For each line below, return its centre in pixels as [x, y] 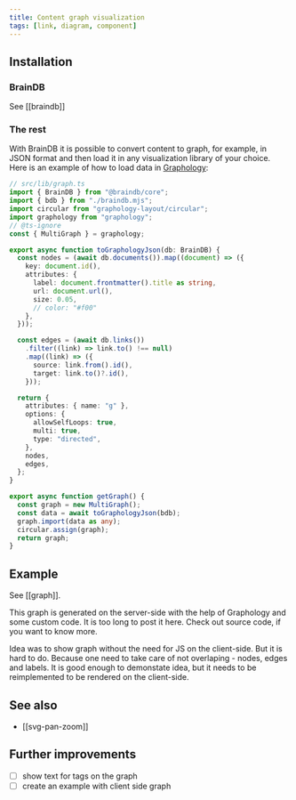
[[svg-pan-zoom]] [55, 726]
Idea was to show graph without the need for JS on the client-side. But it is [146, 649]
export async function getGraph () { [77, 497]
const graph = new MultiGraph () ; [79, 505]
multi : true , [57, 431]
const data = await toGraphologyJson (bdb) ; [99, 513]
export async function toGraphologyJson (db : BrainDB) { [115, 250]
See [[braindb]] [37, 107]
